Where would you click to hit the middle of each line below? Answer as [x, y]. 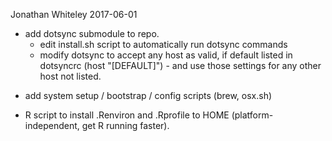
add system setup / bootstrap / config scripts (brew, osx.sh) [148, 95]
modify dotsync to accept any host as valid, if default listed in [166, 55]
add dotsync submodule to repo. [92, 33]
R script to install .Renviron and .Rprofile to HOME [127, 115]
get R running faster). [125, 125]
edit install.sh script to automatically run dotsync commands [163, 44]
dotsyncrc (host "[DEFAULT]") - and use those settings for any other [180, 65]
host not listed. [70, 76]
